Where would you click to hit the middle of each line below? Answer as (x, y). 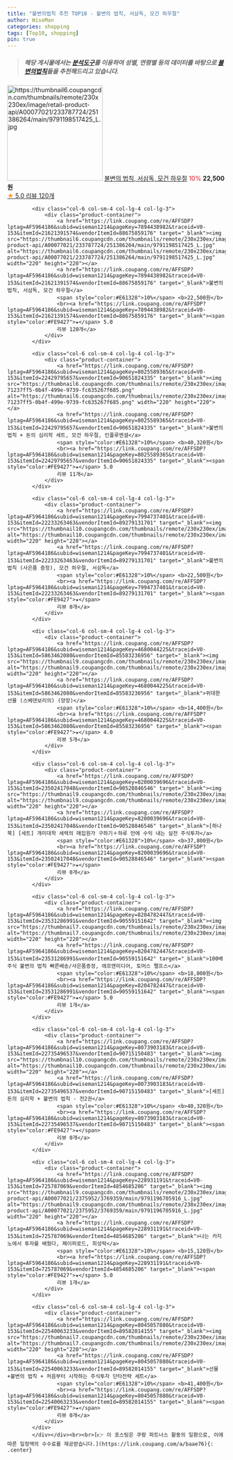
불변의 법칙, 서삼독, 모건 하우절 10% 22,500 (164, 178)
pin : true (21, 40)
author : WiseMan (31, 20)
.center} (20, 1450)
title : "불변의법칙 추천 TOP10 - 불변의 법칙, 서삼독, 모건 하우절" (94, 14)
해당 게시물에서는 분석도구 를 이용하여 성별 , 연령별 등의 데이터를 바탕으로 (120, 62)
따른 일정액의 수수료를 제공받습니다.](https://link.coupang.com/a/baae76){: (110, 1444)
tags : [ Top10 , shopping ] (43, 33)
